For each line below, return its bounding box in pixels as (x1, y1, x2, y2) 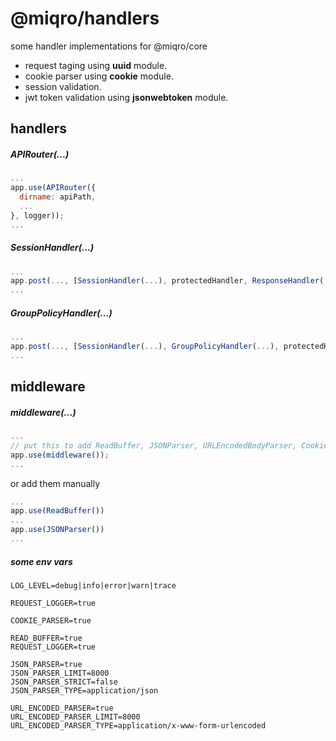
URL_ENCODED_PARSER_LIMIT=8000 (10, 712, 141, 722)
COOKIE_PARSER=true (10, 615, 92, 626)
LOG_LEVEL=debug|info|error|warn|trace (10, 580, 177, 591)
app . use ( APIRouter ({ (10, 183, 97, 193)
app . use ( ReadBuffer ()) (10, 506, 105, 516)
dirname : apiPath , (19, 192, 97, 202)
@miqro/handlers (10, 7, 160, 30)
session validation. (24, 80, 102, 92)
